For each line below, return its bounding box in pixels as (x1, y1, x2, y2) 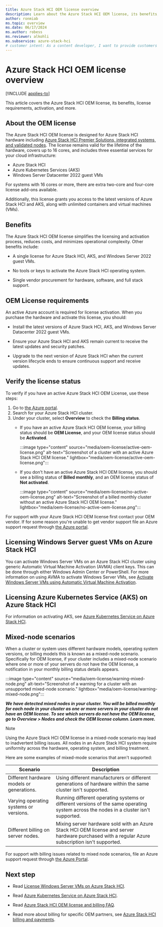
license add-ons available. (5, 187, 58, 193)
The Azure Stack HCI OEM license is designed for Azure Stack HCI (5, 132, 138, 138)
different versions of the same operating (56, 800, 147, 807)
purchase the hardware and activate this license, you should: (5, 315, 127, 320)
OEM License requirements (5, 297, 89, 305)
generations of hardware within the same (56, 780, 149, 787)
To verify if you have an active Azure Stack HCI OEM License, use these (5, 390, 149, 396)
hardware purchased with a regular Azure (56, 833, 150, 840)
